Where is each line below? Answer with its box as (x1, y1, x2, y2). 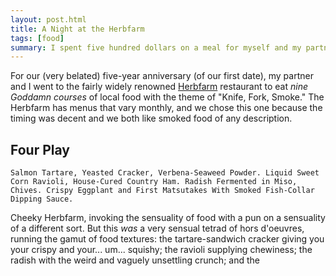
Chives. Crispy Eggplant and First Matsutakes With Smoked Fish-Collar (10, 186, 315, 196)
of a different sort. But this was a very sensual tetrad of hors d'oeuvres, (10, 222, 305, 235)
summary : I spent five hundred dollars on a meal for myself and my (10, 42, 302, 53)
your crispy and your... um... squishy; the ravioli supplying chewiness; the (10, 244, 313, 256)
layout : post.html (10, 14, 87, 25)
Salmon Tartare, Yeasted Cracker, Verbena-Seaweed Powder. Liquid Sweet (10, 168, 320, 178)
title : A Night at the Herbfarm (10, 24, 145, 34)
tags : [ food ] (10, 33, 65, 43)
